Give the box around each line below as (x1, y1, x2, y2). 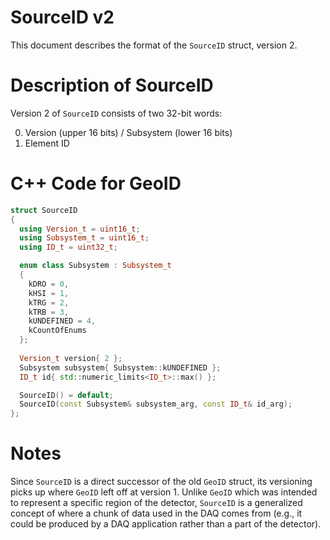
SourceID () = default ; (19, 390, 114, 400)
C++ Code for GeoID (10, 172, 182, 195)
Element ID (24, 137, 70, 149)
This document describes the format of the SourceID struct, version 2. (10, 39, 298, 51)
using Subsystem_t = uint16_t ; (19, 233, 150, 243)
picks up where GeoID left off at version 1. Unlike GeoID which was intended (10, 486, 318, 498)
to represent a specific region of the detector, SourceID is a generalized (10, 497, 303, 509)
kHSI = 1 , (28, 288, 70, 298)
